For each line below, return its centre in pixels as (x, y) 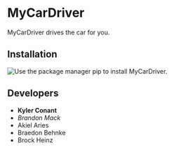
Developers (33, 94)
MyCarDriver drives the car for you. (59, 32)
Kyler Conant (37, 110)
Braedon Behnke (41, 132)
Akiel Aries (33, 125)
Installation (32, 54)
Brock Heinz (35, 140)
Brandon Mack (39, 118)
